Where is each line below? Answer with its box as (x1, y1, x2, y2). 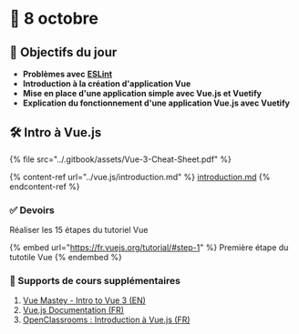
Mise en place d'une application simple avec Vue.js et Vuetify (22, 88, 263, 98)
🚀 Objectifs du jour (9, 45, 118, 60)
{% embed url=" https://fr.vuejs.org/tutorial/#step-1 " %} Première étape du (9, 242, 289, 253)
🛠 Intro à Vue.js (9, 125, 102, 140)
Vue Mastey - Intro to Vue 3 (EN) (22, 295, 146, 306)
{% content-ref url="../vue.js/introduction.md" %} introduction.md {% (9, 171, 271, 182)
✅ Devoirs (9, 204, 55, 217)
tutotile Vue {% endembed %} (9, 252, 123, 263)
